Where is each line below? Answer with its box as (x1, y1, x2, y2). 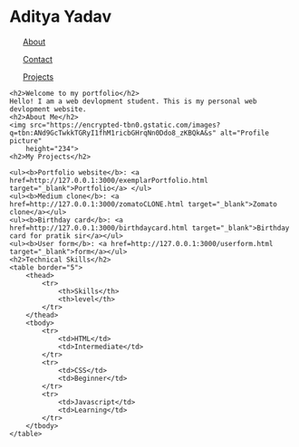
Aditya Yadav (9, 6, 111, 27)
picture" (9, 136, 43, 146)
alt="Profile (220, 128, 270, 138)
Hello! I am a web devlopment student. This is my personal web (9, 97, 257, 106)
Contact (22, 53, 53, 64)
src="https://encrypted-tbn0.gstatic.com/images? (29, 120, 221, 129)
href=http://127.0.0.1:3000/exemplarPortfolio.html (9, 176, 208, 185)
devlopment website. (9, 104, 88, 114)
